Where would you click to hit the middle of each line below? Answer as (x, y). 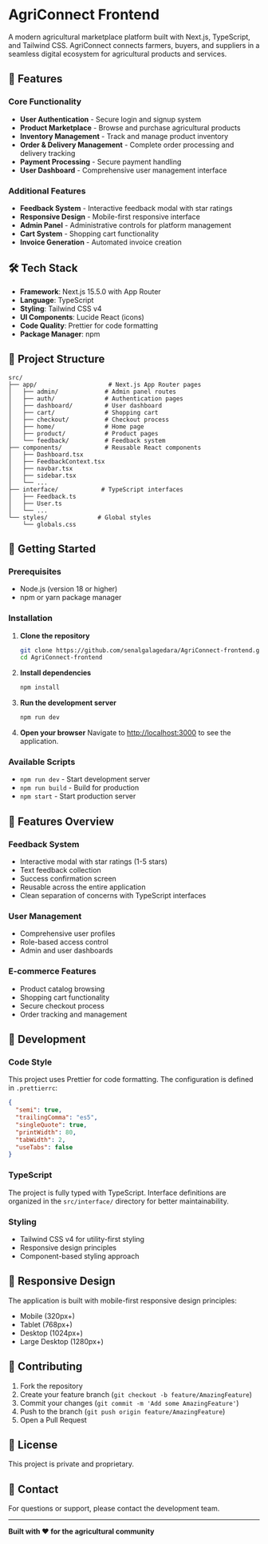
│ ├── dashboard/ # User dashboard (85, 405)
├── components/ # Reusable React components (105, 448)
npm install (39, 688)
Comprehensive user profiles (67, 933)
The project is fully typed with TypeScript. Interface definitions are (117, 1192)
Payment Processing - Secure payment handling (100, 161)
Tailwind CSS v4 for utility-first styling (82, 1239)
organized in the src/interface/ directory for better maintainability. (118, 1201)
